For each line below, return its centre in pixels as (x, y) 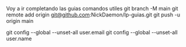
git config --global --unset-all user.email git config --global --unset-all (92, 32)
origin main (20, 21)
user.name (19, 38)
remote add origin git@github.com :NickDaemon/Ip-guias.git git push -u (93, 15)
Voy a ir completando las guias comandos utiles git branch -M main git (92, 9)
